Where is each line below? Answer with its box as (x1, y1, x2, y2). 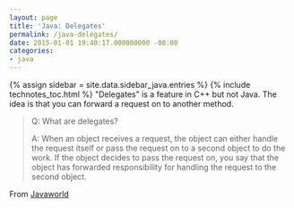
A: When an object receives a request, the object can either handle (30, 134, 279, 143)
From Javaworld (9, 189, 69, 199)
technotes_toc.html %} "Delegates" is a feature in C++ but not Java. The (9, 89, 278, 100)
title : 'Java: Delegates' (9, 22, 106, 30)
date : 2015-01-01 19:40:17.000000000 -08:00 (9, 38, 178, 48)
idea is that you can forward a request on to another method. (9, 99, 235, 108)
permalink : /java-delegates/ (9, 30, 118, 39)
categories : (9, 47, 54, 56)
